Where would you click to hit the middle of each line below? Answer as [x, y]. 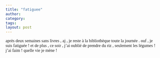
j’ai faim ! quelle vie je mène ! [31, 51]
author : [13, 14]
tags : [11, 23]
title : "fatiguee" [24, 9]
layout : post [19, 28]
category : [16, 18]
